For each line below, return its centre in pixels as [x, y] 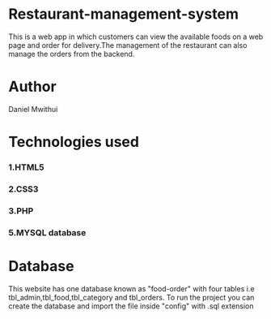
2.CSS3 [23, 189]
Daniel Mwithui [33, 109]
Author [32, 87]
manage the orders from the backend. [72, 54]
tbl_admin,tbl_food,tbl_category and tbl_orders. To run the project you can [131, 297]
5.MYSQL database [47, 232]
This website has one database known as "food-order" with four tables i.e [131, 288]
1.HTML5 [26, 167]
